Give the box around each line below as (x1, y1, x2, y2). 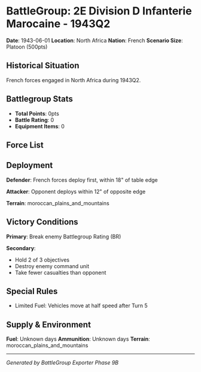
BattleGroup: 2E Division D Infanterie (6, 4, 193, 18)
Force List (6, 140, 44, 150)
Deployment (6, 160, 53, 170)
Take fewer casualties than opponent (14, 269, 106, 276)
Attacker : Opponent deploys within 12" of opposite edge (6, 188, 146, 195)
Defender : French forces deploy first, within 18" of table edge (6, 176, 158, 184)
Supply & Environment (6, 319, 92, 329)
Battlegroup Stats (6, 94, 73, 104)
